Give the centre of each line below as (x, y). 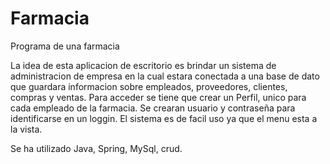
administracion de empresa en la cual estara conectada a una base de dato (165, 76)
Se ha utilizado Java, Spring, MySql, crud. (96, 148)
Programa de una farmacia (65, 46)
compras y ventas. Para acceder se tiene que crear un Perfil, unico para (158, 97)
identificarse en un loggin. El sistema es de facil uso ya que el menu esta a (164, 118)
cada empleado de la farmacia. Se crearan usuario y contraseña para (153, 108)
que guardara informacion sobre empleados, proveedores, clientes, (149, 86)
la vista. (26, 129)
